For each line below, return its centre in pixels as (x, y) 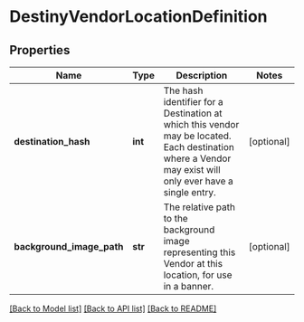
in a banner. (189, 286)
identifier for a (193, 102)
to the (176, 218)
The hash (183, 90)
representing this (199, 252)
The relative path (199, 207)
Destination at (193, 113)
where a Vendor (197, 158)
